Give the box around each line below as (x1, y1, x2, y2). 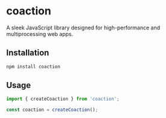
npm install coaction (6, 63, 61, 69)
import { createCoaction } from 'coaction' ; (6, 96, 120, 102)
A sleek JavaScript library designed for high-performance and (6, 24, 161, 31)
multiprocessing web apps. (6, 30, 73, 37)
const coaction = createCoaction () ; (6, 107, 98, 113)
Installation (6, 48, 49, 58)
